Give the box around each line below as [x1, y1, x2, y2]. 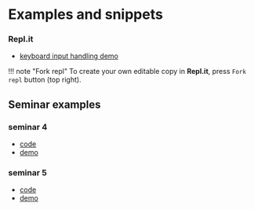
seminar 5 [8, 168, 47, 179]
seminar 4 [8, 121, 48, 132]
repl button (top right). [8, 75, 82, 84]
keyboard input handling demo [19, 51, 119, 61]
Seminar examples [8, 98, 101, 111]
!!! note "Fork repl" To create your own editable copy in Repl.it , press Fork [8, 67, 247, 76]
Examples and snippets [8, 6, 163, 24]
